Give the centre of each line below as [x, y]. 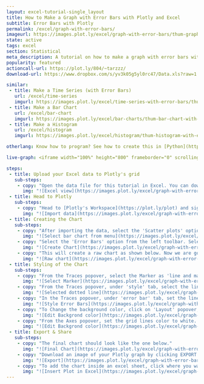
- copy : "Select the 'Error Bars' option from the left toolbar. [102, 242]
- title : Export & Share [40, 332]
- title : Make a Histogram [43, 124]
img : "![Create [42, 248]
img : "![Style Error [48, 304]
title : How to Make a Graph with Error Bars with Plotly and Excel [93, 18]
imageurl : [19, 35]
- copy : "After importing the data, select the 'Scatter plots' [100, 231]
